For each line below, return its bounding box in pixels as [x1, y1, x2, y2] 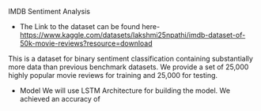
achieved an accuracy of [19, 94, 100, 103]
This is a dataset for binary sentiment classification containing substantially [8, 54, 253, 63]
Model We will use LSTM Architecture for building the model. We [19, 86, 231, 95]
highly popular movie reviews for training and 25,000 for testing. [8, 71, 218, 80]
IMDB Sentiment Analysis [8, 7, 91, 16]
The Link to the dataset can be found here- [19, 22, 161, 31]
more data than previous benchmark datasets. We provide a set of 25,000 [8, 62, 249, 72]
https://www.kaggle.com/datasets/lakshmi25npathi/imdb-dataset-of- [19, 31, 246, 39]
